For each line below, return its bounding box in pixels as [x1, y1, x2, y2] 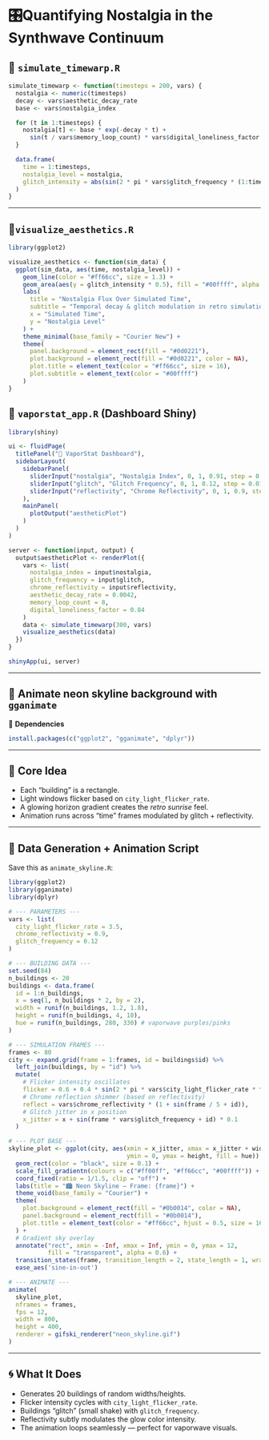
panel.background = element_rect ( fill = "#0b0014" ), [22, 1212, 203, 1220]
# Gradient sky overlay [15, 1234, 94, 1242]
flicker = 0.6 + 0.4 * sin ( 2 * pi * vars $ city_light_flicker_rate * [22, 1086, 256, 1094]
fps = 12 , [15, 1308, 48, 1316]
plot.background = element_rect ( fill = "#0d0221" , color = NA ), [29, 355, 249, 363]
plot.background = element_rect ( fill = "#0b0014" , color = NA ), [22, 1205, 242, 1213]
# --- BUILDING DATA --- [8, 959, 91, 967]
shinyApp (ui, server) [8, 658, 81, 666]
